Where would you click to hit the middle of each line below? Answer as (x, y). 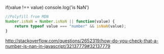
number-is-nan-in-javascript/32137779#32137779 (58, 46)
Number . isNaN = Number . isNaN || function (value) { (60, 21)
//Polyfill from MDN (27, 17)
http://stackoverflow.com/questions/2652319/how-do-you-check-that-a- (82, 41)
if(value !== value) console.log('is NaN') (47, 7)
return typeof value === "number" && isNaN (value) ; (70, 26)
